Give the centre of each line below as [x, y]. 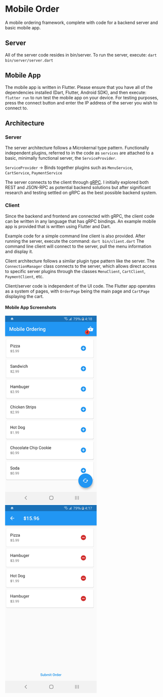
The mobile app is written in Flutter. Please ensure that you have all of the [79, 87]
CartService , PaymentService [34, 173]
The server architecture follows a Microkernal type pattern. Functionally [77, 148]
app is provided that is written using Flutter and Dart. [58, 226]
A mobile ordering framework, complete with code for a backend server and [81, 22]
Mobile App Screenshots [31, 307]
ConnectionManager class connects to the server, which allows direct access [81, 266]
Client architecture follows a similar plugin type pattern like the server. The [80, 261]
